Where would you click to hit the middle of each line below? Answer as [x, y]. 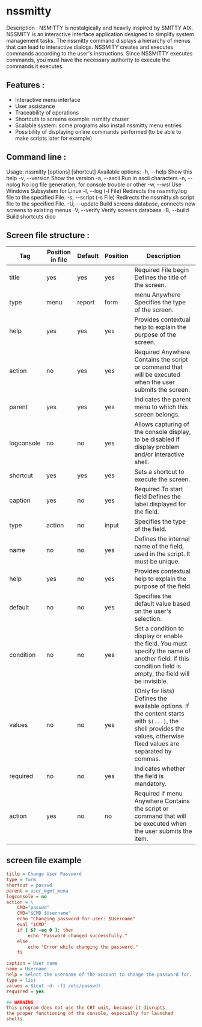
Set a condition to [159, 629]
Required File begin [162, 270]
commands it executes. [35, 66]
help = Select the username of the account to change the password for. [99, 975]
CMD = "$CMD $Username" [44, 913]
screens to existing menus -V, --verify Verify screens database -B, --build [98, 210]
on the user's [153, 611]
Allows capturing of [162, 424]
